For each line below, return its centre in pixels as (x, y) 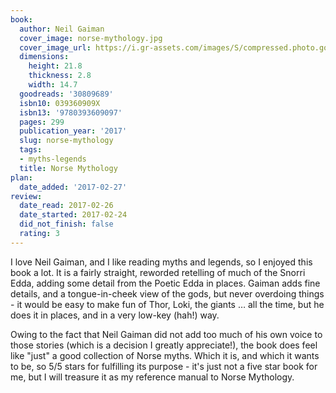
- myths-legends (53, 159)
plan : (21, 177)
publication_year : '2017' (73, 131)
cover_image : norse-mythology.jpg (91, 38)
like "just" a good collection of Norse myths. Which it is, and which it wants (165, 355)
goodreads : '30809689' (66, 94)
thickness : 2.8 (60, 76)
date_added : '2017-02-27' (73, 187)
